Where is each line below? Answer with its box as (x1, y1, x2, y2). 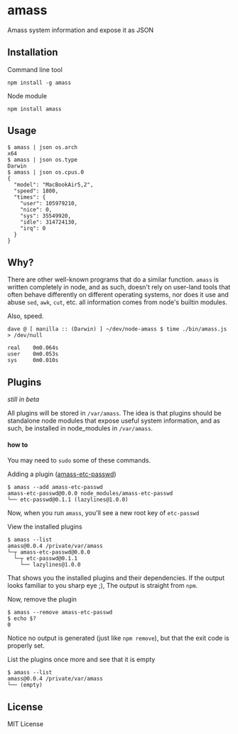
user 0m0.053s (7, 351, 59, 358)
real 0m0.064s (7, 344, 59, 351)
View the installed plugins (7, 522, 83, 531)
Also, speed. (7, 312, 44, 321)
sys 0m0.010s (7, 357, 59, 364)
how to (7, 440, 28, 449)
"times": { (13, 193, 46, 201)
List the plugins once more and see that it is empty (7, 655, 156, 664)
